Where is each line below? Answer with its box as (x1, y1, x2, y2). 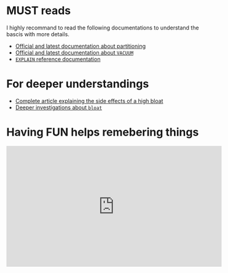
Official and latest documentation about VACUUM (15, 48, 134, 56)
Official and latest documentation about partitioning (15, 42, 146, 50)
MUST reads (6, 4, 71, 18)
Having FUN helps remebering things (6, 125, 199, 139)
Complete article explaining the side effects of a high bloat (15, 97, 163, 104)
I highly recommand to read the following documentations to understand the (6, 24, 199, 31)
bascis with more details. (6, 30, 69, 37)
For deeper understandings (6, 77, 149, 91)
